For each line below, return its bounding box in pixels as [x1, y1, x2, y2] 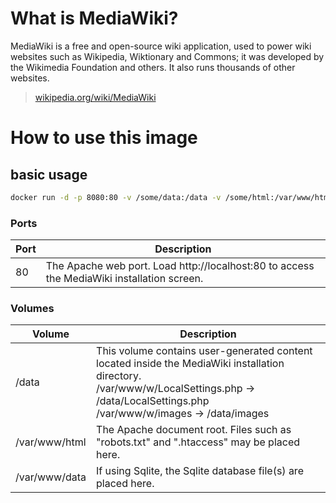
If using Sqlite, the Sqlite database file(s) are [96, 464, 304, 478]
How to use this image [10, 127, 198, 149]
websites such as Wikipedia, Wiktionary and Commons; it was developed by [10, 50, 325, 62]
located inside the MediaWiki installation [96, 357, 285, 371]
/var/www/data [15, 470, 87, 484]
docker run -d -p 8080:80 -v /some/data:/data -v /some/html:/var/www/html [10, 192, 333, 202]
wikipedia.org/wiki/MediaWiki [34, 91, 157, 103]
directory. [96, 369, 142, 383]
